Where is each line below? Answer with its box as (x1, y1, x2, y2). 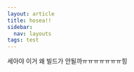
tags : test (7, 37, 39, 44)
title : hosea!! (7, 17, 52, 24)
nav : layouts (13, 30, 52, 37)
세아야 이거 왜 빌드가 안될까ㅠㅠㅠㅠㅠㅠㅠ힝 (7, 57, 128, 66)
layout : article (7, 10, 55, 18)
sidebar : (7, 23, 33, 30)
